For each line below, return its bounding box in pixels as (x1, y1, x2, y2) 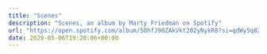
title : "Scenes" (8, 11, 62, 20)
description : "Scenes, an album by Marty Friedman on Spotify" (8, 19, 222, 27)
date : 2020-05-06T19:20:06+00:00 (8, 33, 119, 42)
